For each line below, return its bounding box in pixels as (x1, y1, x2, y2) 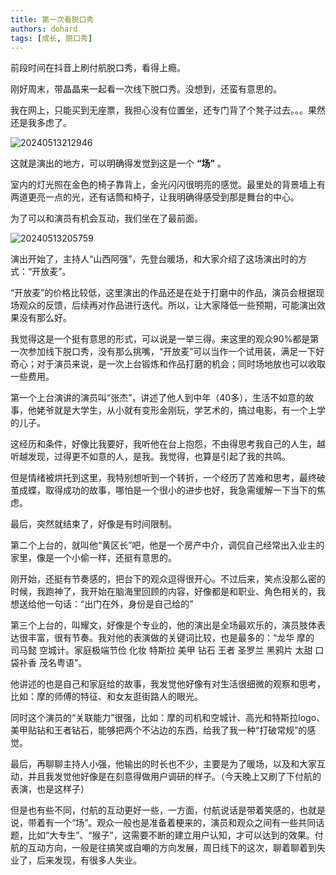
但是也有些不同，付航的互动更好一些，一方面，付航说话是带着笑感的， (10, 804, 300, 816)
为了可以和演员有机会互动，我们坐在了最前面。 (10, 212, 203, 225)
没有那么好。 (18, 312, 72, 324)
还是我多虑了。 (10, 117, 72, 129)
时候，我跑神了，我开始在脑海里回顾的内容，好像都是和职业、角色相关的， (10, 586, 317, 598)
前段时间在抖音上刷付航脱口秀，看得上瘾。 (10, 62, 186, 74)
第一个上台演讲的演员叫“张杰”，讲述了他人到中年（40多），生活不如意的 (10, 392, 306, 404)
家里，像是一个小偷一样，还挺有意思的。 (10, 552, 177, 564)
